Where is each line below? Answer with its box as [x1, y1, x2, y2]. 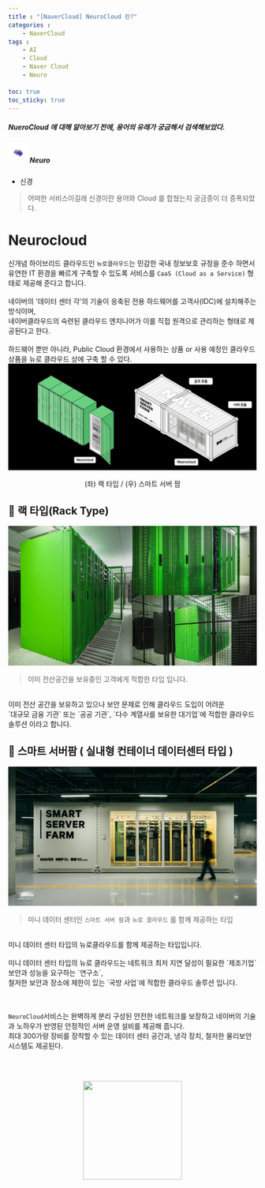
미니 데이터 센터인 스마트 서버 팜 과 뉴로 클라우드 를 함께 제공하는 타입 [27, 914, 233, 924]
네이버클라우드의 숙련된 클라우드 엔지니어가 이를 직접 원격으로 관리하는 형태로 [8, 316, 247, 325]
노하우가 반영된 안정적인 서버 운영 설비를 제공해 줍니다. [16, 1021, 185, 1030]
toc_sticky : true [8, 96, 65, 104]
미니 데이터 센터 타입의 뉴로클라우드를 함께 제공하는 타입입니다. [8, 939, 203, 949]
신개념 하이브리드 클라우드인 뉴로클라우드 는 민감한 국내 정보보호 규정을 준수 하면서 [8, 258, 256, 268]
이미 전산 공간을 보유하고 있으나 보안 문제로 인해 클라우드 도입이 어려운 [8, 699, 225, 709]
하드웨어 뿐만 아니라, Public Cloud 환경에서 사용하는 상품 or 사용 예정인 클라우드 [8, 344, 256, 354]
